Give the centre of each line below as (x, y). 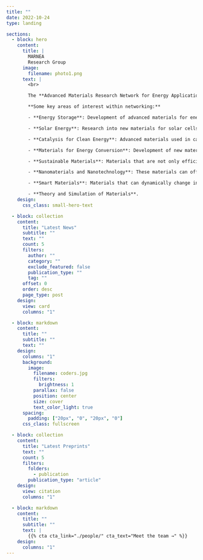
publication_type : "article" (65, 480)
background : (37, 362)
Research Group (47, 62)
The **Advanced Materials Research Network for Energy (98, 96)
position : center (55, 396)
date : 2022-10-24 (28, 18)
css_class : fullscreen (51, 424)
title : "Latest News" (50, 228)
